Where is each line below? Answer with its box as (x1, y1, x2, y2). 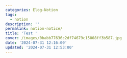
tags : (5, 12, 17, 17)
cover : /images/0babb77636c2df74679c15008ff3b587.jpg (5, 36, 122, 41)
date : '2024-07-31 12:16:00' (5, 40, 67, 45)
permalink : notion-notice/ (5, 26, 63, 31)
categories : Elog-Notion (5, 7, 58, 13)
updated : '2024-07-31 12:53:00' (5, 45, 74, 50)
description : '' (5, 21, 40, 27)
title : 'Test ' (5, 31, 38, 36)
